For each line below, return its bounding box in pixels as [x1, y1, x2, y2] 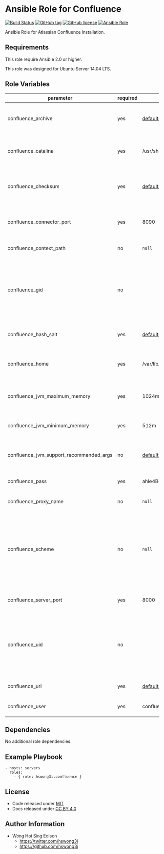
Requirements [5, 43, 49, 52]
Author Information [5, 820, 65, 828]
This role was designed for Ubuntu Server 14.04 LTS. [5, 66, 111, 71]
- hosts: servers [5, 766, 41, 771]
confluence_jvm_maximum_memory [7, 392, 91, 399]
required [117, 94, 138, 101]
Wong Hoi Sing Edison [12, 833, 57, 839]
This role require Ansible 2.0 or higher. [5, 56, 82, 62]
